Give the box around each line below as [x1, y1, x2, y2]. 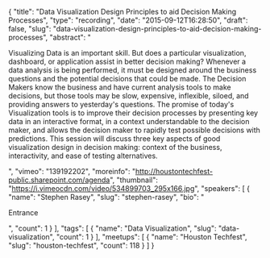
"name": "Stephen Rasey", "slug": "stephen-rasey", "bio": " [8, 193, 205, 202]
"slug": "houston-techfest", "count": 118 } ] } [8, 241, 155, 250]
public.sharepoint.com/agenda [8, 175, 110, 185]
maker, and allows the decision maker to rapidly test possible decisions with [8, 125, 260, 135]
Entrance [8, 208, 39, 217]
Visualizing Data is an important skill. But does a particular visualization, [8, 48, 247, 57]
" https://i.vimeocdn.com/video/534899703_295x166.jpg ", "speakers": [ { [8, 184, 250, 193]
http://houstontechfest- [135, 167, 214, 176]
